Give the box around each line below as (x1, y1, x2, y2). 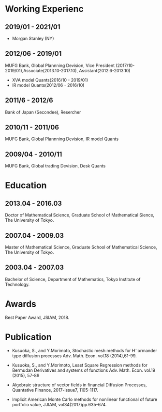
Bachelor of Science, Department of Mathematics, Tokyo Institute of (5, 276, 141, 282)
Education (5, 180, 47, 191)
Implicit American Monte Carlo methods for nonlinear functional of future (12, 396, 158, 402)
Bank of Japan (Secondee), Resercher (5, 109, 81, 115)
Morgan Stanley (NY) (12, 35, 54, 41)
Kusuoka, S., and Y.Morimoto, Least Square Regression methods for (12, 362, 147, 368)
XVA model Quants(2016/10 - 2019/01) (12, 77, 88, 83)
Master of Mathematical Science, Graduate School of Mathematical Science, (5, 244, 157, 250)
